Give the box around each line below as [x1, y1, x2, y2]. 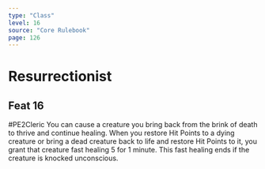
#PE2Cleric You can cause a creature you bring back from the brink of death [8, 120, 258, 130]
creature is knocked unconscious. [8, 153, 119, 163]
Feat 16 [8, 99, 44, 112]
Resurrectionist [8, 68, 112, 85]
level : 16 [8, 19, 41, 27]
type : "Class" [8, 11, 55, 20]
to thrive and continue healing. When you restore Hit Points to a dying [8, 128, 235, 138]
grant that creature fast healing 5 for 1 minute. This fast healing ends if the [8, 145, 250, 155]
